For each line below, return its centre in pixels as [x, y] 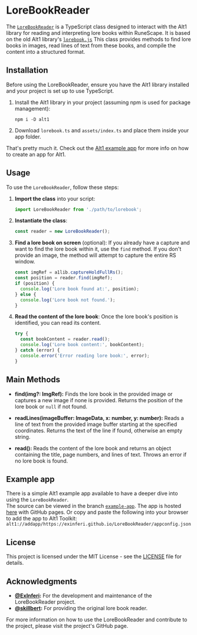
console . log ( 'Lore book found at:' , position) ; [80, 289]
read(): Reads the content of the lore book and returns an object [93, 448]
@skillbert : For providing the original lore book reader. [81, 608]
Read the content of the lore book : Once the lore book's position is [96, 317]
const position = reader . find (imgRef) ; [64, 278]
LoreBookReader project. [45, 602]
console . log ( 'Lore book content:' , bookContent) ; [82, 345]
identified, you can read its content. [58, 323]
